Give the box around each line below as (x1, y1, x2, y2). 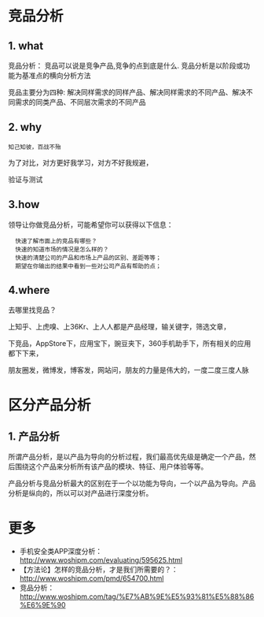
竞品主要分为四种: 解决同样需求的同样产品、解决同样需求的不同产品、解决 (8, 87, 246, 97)
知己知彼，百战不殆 (8, 143, 61, 151)
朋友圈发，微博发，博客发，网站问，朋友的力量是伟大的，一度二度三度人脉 (8, 366, 249, 375)
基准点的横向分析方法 (21, 71, 91, 80)
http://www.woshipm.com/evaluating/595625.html (19, 556, 183, 565)
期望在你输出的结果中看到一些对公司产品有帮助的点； (15, 262, 162, 270)
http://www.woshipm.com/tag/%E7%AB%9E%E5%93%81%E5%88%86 (19, 592, 255, 601)
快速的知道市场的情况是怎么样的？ (15, 245, 109, 253)
